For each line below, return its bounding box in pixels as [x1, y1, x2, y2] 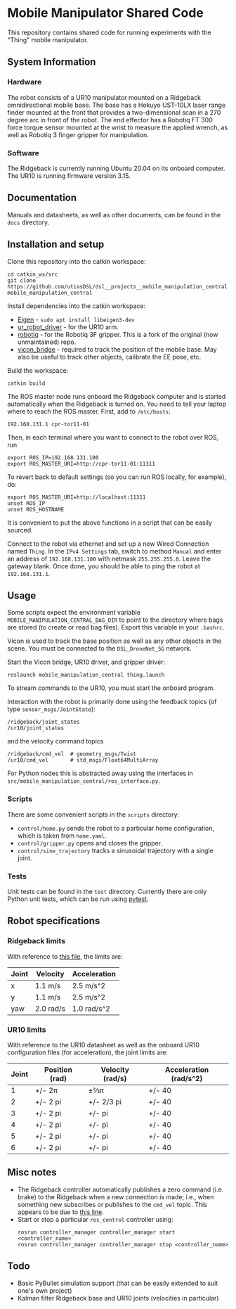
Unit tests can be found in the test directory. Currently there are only [7, 887, 207, 895]
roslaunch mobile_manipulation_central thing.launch [7, 672, 165, 679]
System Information [7, 56, 96, 68]
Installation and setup [7, 238, 105, 250]
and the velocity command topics [7, 737, 104, 746]
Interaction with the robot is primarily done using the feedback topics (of [7, 698, 217, 706]
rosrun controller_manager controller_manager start [17, 1229, 176, 1236]
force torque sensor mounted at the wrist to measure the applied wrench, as [7, 123, 228, 132]
